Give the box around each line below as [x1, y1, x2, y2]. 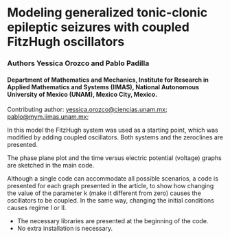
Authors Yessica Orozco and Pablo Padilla [7, 58, 150, 68]
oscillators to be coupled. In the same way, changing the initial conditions [7, 196, 214, 205]
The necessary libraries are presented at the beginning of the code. [16, 217, 209, 225]
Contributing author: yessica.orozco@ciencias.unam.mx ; [7, 105, 168, 114]
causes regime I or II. [7, 204, 67, 212]
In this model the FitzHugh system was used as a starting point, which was [7, 126, 218, 135]
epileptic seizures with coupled [7, 19, 190, 35]
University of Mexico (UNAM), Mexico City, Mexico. [7, 90, 158, 98]
